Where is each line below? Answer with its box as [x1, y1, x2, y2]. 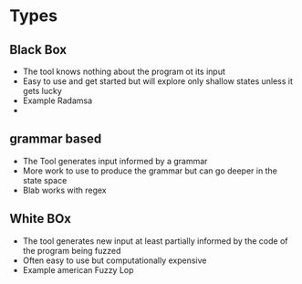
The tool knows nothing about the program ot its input [22, 66, 226, 77]
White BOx [9, 211, 71, 226]
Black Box [9, 42, 67, 58]
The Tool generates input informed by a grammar [22, 155, 208, 166]
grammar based [9, 131, 102, 147]
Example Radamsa [22, 95, 93, 106]
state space [22, 174, 68, 185]
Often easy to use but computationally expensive [22, 255, 207, 266]
